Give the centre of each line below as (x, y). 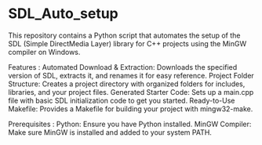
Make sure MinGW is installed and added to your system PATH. (110, 132)
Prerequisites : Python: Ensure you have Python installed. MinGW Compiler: (130, 124)
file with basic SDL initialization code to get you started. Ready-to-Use (122, 100)
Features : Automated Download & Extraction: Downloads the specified (123, 67)
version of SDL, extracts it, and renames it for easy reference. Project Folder (131, 75)
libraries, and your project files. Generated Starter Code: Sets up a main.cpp (131, 92)
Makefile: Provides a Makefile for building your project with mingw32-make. (131, 109)
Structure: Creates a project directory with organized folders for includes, (127, 84)
